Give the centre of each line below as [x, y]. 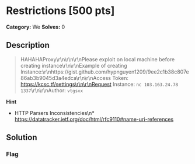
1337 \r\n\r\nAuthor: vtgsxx [52, 90]
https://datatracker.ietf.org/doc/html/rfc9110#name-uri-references [94, 119]
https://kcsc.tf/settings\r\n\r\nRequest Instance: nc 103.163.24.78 [99, 84]
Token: [120, 78]
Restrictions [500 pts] [60, 11]
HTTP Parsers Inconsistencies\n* [54, 113]
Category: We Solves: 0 [36, 27]
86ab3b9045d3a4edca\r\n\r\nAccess [65, 78]
